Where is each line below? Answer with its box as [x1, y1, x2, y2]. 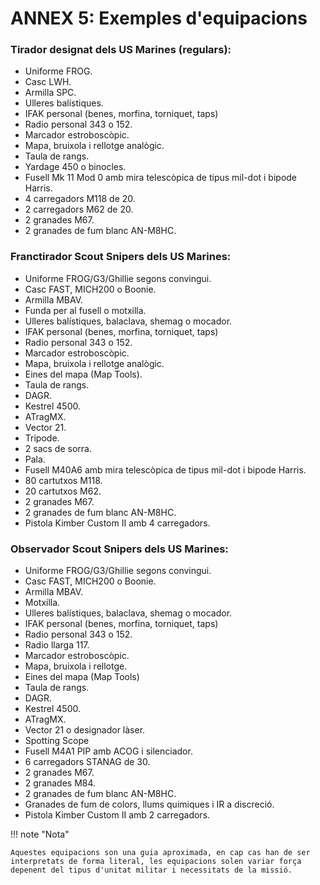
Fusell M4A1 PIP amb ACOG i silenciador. [24, 745, 193, 757]
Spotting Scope [24, 735, 90, 747]
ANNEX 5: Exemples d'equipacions [10, 7, 308, 30]
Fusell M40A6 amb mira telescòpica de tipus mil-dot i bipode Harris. [24, 463, 307, 476]
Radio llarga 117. [24, 639, 90, 651]
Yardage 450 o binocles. [24, 161, 127, 173]
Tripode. [24, 432, 60, 444]
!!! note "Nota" [10, 828, 70, 841]
